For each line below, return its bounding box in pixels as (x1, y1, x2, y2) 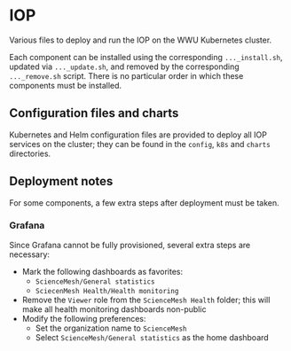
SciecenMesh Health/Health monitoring (35, 286, 179, 295)
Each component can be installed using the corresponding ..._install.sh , (9, 51, 283, 62)
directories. (9, 148, 51, 159)
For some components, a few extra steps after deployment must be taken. (9, 197, 279, 208)
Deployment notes (9, 174, 114, 189)
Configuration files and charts (9, 105, 179, 121)
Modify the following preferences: (21, 313, 146, 324)
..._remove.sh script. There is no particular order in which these (9, 70, 244, 81)
